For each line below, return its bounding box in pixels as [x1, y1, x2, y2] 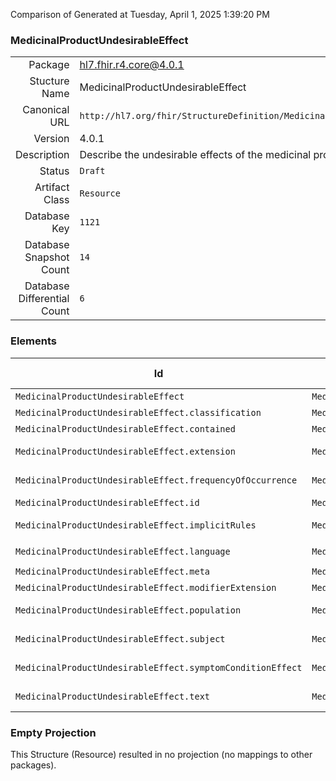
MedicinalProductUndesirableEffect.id [15, 497, 200, 508]
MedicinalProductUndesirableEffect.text [15, 690, 210, 702]
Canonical [22, 103, 70, 117]
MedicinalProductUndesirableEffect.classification [15, 407, 262, 418]
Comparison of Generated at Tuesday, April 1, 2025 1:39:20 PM [10, 9, 270, 20]
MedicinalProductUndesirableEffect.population [15, 604, 242, 616]
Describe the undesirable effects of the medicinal [79, 148, 312, 162]
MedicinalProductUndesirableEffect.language [15, 545, 231, 557]
